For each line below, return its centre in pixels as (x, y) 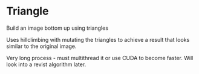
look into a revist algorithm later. (46, 64)
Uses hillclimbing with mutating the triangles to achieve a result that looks (98, 39)
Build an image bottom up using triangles (57, 28)
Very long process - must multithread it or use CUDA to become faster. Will (100, 58)
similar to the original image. (41, 46)
